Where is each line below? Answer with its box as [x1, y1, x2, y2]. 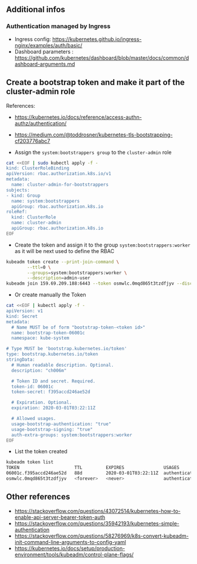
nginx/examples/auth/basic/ [14, 42, 83, 49]
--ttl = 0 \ [27, 264, 51, 270]
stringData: [6, 357, 35, 363]
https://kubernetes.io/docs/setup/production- [14, 545, 125, 552]
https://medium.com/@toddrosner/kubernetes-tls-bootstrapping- [14, 131, 173, 138]
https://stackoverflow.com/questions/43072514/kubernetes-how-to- [14, 507, 181, 514]
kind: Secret [6, 313, 38, 319]
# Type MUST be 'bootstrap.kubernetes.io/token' [6, 346, 127, 352]
